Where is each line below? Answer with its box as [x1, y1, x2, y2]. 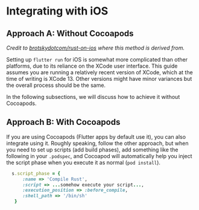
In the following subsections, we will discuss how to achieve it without [6, 94, 180, 100]
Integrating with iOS [6, 4, 109, 18]
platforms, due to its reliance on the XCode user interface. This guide [6, 62, 178, 69]
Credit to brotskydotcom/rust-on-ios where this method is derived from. [6, 44, 185, 51]
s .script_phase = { [11, 170, 61, 176]
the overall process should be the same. [6, 81, 106, 89]
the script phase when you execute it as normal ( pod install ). [6, 159, 161, 166]
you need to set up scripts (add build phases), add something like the [6, 146, 178, 153]
